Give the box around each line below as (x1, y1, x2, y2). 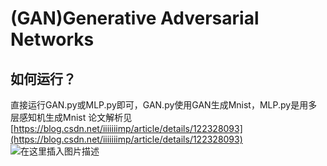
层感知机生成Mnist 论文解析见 (10, 112, 133, 123)
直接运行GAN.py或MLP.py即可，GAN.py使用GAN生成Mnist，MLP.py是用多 (10, 99, 318, 111)
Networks (10, 28, 95, 51)
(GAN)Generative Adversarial (10, 7, 260, 30)
